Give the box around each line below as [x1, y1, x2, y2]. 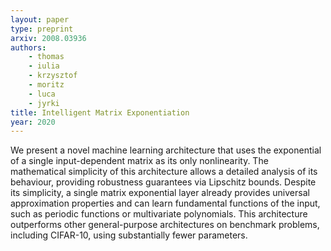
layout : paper [10, 14, 70, 25]
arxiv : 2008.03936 [10, 33, 87, 43]
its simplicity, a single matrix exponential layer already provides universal [10, 187, 310, 199]
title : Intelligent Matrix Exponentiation [10, 107, 190, 118]
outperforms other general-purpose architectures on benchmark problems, [10, 219, 320, 231]
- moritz [28, 80, 65, 90]
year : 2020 [10, 117, 56, 127]
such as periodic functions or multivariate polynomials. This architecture [10, 208, 308, 220]
